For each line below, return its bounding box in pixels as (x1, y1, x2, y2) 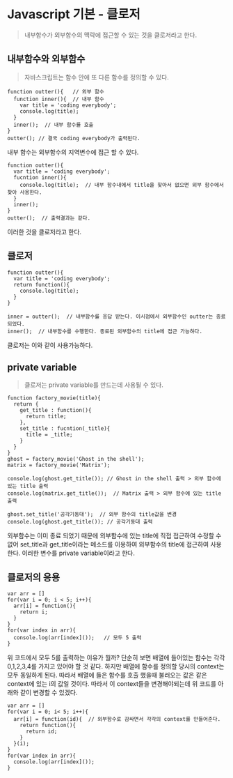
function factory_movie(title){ (7, 395, 101, 402)
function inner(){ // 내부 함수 (13, 96, 104, 102)
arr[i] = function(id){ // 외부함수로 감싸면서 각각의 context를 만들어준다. (13, 716, 221, 723)
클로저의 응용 (7, 571, 61, 583)
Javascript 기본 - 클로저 (7, 6, 140, 22)
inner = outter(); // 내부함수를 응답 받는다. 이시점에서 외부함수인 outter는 (7, 313, 214, 320)
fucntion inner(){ (13, 174, 67, 181)
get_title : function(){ (19, 407, 92, 414)
